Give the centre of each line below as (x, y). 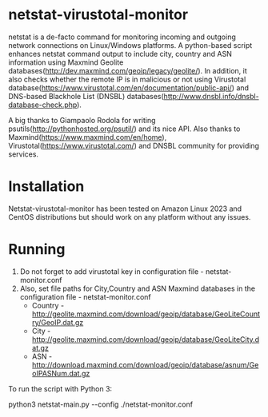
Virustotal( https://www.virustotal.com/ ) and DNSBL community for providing (134, 145)
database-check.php (43, 105)
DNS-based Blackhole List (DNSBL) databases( (86, 96)
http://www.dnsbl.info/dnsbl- (211, 96)
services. (23, 154)
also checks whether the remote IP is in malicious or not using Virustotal (127, 79)
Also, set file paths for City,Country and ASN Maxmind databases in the (138, 288)
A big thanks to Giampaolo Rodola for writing (82, 120)
